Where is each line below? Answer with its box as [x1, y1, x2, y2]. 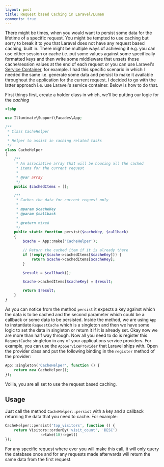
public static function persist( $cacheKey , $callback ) [14, 230, 129, 235]
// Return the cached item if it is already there [23, 248, 129, 252]
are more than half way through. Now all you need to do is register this [5, 332, 148, 338]
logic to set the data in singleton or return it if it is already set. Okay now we [5, 327, 158, 333]
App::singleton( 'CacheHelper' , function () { [5, 363, 100, 368]
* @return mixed [16, 220, 50, 225]
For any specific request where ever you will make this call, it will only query [5, 446, 159, 452]
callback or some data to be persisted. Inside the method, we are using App [5, 317, 157, 323]
